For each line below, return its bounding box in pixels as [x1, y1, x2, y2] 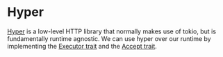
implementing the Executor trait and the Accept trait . [7, 42, 158, 50]
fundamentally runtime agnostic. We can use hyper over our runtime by [7, 34, 211, 42]
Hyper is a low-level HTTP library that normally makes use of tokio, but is [7, 27, 217, 35]
